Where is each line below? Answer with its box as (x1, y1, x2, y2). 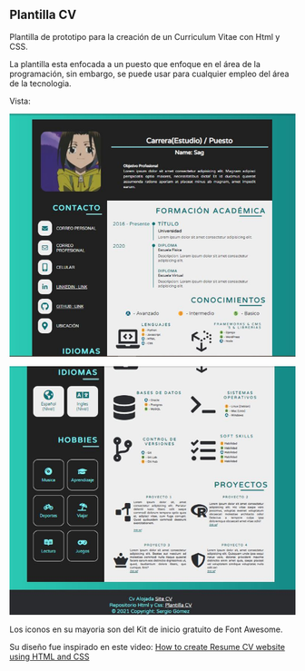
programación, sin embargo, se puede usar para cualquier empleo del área (9, 68, 290, 79)
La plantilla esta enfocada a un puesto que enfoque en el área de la (9, 58, 261, 69)
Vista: (9, 95, 31, 106)
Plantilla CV (9, 7, 77, 23)
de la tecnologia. (9, 77, 72, 89)
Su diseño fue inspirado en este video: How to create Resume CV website (9, 642, 286, 653)
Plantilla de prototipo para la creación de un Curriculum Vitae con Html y (9, 31, 280, 42)
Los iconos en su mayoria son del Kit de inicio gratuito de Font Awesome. (9, 624, 283, 635)
